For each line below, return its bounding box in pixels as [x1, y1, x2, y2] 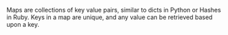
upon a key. [6, 21, 39, 28]
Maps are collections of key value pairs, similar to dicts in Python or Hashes [6, 6, 221, 14]
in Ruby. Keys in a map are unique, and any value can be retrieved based [6, 13, 213, 21]
